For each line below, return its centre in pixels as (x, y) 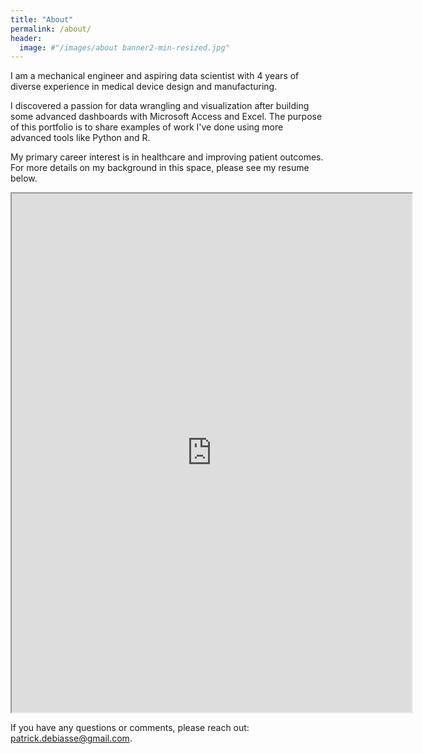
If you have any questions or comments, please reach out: (130, 728)
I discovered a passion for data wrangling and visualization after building (160, 106)
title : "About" (42, 19)
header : (26, 38)
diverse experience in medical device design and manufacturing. (144, 87)
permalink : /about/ (51, 29)
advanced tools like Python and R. (80, 138)
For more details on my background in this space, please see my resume (160, 168)
